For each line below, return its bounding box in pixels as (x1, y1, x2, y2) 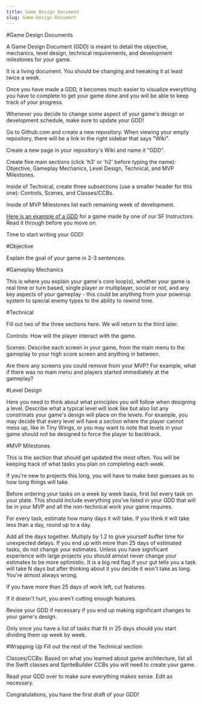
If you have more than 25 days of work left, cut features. (6, 583, 146, 590)
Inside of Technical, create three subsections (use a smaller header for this (6, 183, 192, 190)
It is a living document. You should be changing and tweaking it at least (6, 67, 183, 74)
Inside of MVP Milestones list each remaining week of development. (6, 201, 175, 208)
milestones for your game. (6, 56, 71, 63)
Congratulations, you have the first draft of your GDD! (6, 691, 139, 698)
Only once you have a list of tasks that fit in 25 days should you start (6, 624, 177, 632)
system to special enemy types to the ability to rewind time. (6, 297, 154, 304)
